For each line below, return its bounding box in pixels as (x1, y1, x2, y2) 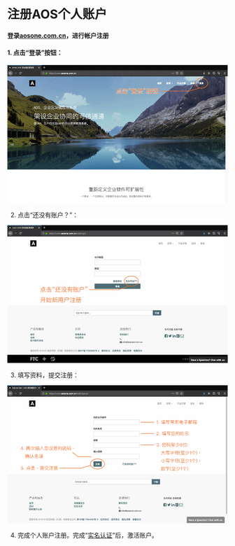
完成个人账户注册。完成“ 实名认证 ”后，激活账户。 (17, 531, 159, 539)
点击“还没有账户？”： (17, 211, 79, 219)
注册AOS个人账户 (7, 6, 107, 22)
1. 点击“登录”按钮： (7, 48, 63, 57)
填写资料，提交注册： (17, 370, 79, 379)
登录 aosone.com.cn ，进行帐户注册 (7, 31, 110, 39)
